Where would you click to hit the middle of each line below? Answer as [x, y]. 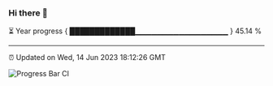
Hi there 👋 [28, 13]
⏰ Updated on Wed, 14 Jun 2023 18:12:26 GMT [87, 58]
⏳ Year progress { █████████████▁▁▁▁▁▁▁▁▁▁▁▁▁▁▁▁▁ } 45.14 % [135, 31]
